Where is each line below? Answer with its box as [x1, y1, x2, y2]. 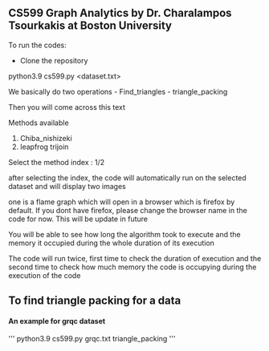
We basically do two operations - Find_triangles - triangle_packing [8, 87, 228, 96]
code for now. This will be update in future [8, 214, 149, 224]
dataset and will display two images [8, 181, 126, 191]
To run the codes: [8, 40, 67, 50]
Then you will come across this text [8, 102, 126, 111]
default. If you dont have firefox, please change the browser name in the [8, 205, 247, 215]
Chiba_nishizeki [19, 133, 72, 143]
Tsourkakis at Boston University [8, 19, 173, 33]
